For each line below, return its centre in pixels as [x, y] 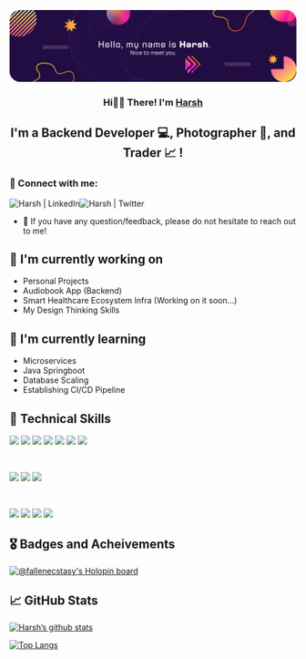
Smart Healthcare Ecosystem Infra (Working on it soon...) [130, 301]
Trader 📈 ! [153, 153]
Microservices [50, 361]
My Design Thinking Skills [71, 310]
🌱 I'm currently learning [78, 339]
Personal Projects [56, 281]
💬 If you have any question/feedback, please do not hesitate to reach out [159, 221]
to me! [35, 231]
